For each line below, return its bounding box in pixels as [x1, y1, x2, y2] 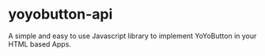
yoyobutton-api [8, 5, 113, 23]
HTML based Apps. [8, 39, 71, 48]
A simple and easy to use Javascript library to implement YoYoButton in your [8, 31, 257, 40]
